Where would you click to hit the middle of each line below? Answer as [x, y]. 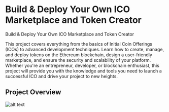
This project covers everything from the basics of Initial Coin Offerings [79, 44]
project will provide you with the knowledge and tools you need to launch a [84, 71]
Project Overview [33, 92]
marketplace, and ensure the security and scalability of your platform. [78, 60]
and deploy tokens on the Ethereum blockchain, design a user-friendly [79, 55]
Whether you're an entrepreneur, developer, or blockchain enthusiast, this [82, 65]
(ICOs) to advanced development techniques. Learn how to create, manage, [84, 49]
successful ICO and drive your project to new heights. [62, 76]
